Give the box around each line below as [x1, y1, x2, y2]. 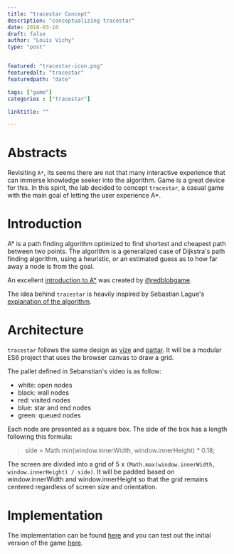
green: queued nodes [17, 411, 81, 420]
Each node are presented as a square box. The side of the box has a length [7, 425, 228, 434]
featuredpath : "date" [7, 75, 72, 82]
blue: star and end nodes [17, 403, 91, 412]
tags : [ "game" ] [7, 88, 53, 96]
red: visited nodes [17, 396, 71, 405]
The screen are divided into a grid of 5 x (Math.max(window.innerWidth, [7, 460, 216, 469]
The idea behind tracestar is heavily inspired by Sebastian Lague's [7, 289, 205, 299]
